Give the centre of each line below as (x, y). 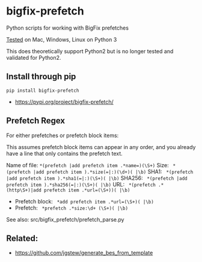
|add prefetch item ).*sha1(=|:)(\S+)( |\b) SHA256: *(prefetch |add (97, 178)
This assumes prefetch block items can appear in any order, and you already (101, 147)
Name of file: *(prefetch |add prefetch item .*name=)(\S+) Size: (88, 165)
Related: (22, 238)
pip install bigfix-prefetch (43, 91)
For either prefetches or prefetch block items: (63, 135)
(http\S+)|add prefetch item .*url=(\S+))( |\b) (68, 190)
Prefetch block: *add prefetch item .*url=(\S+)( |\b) (84, 201)
